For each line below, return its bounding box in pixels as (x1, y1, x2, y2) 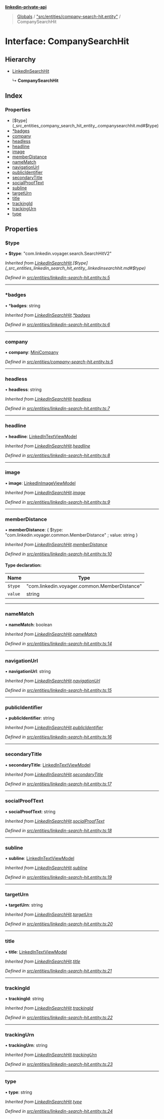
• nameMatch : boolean (5, 622, 53, 628)
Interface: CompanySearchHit (5, 36, 129, 47)
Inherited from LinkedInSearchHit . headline (5, 443, 90, 448)
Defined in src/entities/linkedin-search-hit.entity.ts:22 (5, 1015, 113, 1020)
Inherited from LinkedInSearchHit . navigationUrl (5, 678, 101, 684)
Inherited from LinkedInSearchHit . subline (5, 865, 88, 871)
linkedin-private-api (5, 4, 47, 10)
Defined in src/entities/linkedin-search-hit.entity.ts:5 (5, 275, 110, 281)
